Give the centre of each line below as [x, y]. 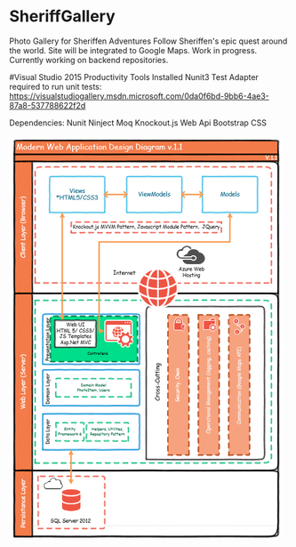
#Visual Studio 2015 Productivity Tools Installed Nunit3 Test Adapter [134, 76]
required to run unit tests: [56, 86]
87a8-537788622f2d [48, 105]
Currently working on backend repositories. [89, 60]
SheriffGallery [62, 16]
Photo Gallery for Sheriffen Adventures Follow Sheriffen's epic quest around [148, 41]
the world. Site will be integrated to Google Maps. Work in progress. [133, 50]
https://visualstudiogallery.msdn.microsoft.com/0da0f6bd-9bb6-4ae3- [139, 96]
